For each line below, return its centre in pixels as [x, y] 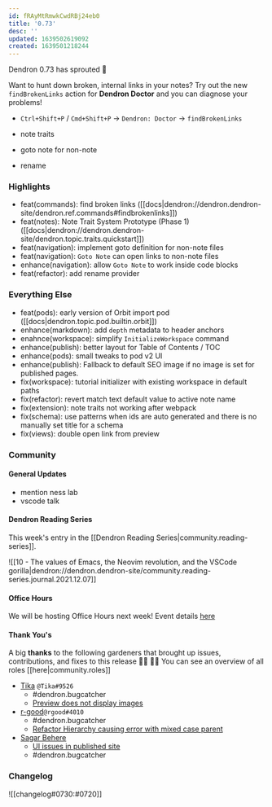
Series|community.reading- [202, 537]
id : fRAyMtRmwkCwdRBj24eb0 [54, 16]
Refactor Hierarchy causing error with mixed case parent [127, 729]
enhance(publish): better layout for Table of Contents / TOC [120, 347]
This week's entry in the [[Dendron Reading [81, 537]
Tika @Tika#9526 [47, 686]
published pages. [49, 373]
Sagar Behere [43, 738]
